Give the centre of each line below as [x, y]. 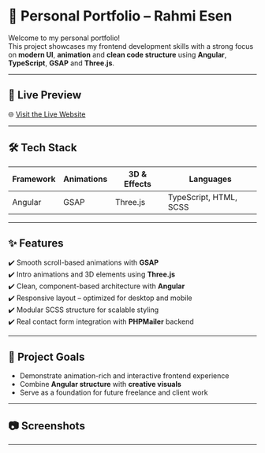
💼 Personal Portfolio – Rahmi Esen [120, 16]
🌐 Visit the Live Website [47, 114]
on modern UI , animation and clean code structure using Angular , [118, 54]
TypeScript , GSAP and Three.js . [62, 63]
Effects [137, 184]
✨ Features [36, 243]
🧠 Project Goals [47, 356]
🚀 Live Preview [45, 95]
